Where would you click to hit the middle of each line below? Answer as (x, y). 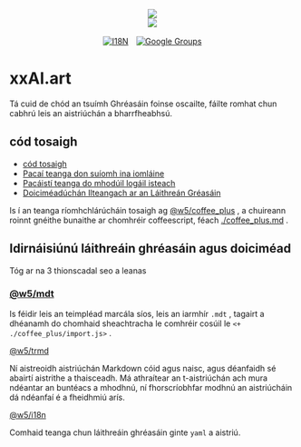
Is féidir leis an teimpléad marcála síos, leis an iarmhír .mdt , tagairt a (137, 313)
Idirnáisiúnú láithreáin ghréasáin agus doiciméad (150, 248)
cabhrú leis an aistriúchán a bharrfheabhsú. (91, 113)
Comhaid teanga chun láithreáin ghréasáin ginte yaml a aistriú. (125, 432)
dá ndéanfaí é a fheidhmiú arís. (67, 397)
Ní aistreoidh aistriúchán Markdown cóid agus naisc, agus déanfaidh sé (143, 368)
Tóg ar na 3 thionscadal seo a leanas (78, 270)
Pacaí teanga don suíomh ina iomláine (93, 174)
